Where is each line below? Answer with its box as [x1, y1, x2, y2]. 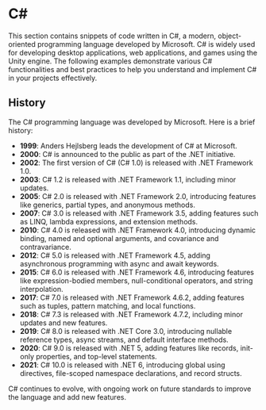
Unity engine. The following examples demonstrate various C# [8, 56, 213, 66]
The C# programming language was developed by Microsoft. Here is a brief [8, 117, 256, 127]
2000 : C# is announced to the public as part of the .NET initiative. [19, 149, 236, 159]
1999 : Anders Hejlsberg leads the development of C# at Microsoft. [19, 140, 238, 151]
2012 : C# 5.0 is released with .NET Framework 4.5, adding [19, 251, 210, 260]
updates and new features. [19, 318, 108, 328]
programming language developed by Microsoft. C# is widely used [37, 39, 256, 48]
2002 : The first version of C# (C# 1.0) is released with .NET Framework [19, 158, 253, 167]
